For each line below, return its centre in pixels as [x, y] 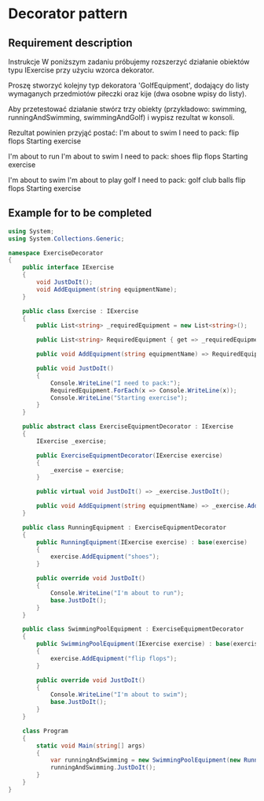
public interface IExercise [68, 268]
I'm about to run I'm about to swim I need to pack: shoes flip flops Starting [128, 156]
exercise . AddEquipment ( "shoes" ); [104, 557]
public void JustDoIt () [75, 369]
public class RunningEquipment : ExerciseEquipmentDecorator [124, 527]
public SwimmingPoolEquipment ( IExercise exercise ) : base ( [135, 644]
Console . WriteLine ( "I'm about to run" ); [117, 593]
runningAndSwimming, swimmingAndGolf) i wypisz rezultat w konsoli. [121, 117]
